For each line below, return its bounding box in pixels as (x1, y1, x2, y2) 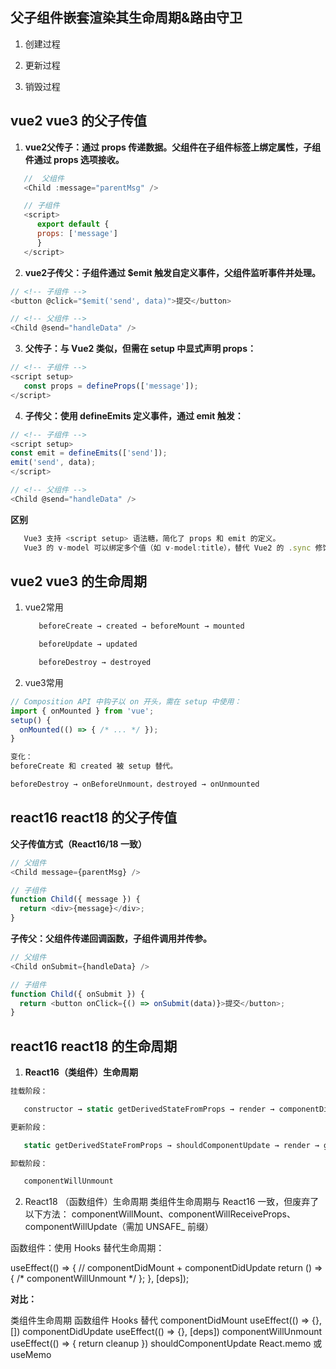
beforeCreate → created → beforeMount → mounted (38, 621, 245, 632)
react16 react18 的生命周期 (10, 1038, 178, 1055)
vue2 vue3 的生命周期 (10, 573, 148, 590)
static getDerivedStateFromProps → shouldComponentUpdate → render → (23, 1140, 320, 1150)
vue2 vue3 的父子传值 (10, 113, 148, 130)
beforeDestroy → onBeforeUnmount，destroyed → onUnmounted (10, 779, 260, 790)
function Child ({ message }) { (10, 894, 141, 905)
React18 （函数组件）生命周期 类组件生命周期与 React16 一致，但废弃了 (24, 1196, 320, 1208)
